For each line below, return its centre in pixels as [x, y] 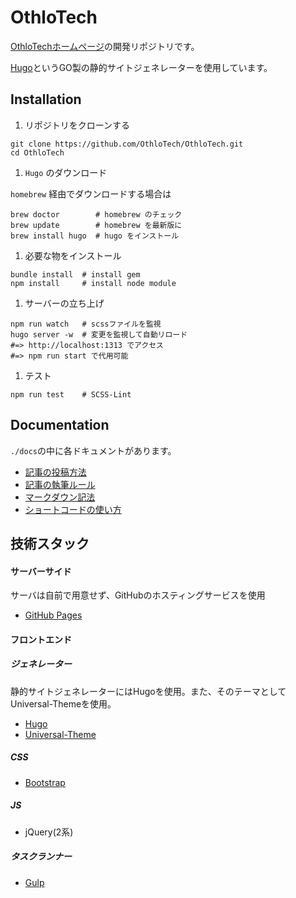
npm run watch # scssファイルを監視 [86, 324]
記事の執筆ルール [60, 484]
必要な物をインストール [73, 255]
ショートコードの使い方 [73, 509]
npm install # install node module [93, 283]
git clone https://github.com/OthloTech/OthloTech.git [127, 144]
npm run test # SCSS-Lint [71, 394]
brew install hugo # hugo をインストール [95, 236]
